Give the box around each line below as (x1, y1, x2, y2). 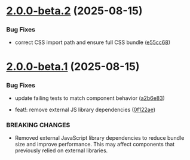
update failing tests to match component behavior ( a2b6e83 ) (14, 94, 166, 102)
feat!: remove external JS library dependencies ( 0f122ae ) (14, 106, 156, 113)
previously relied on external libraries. (14, 147, 108, 154)
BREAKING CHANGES (6, 121, 71, 129)
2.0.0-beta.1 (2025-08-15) (6, 59, 140, 73)
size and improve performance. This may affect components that (14, 141, 175, 148)
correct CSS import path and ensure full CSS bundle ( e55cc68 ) (14, 39, 171, 46)
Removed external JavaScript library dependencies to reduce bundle (14, 134, 185, 142)
